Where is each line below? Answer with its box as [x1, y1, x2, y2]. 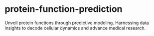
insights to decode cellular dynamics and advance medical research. [4, 25, 146, 31]
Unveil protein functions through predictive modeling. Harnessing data [4, 20, 149, 26]
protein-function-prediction [4, 3, 123, 15]
